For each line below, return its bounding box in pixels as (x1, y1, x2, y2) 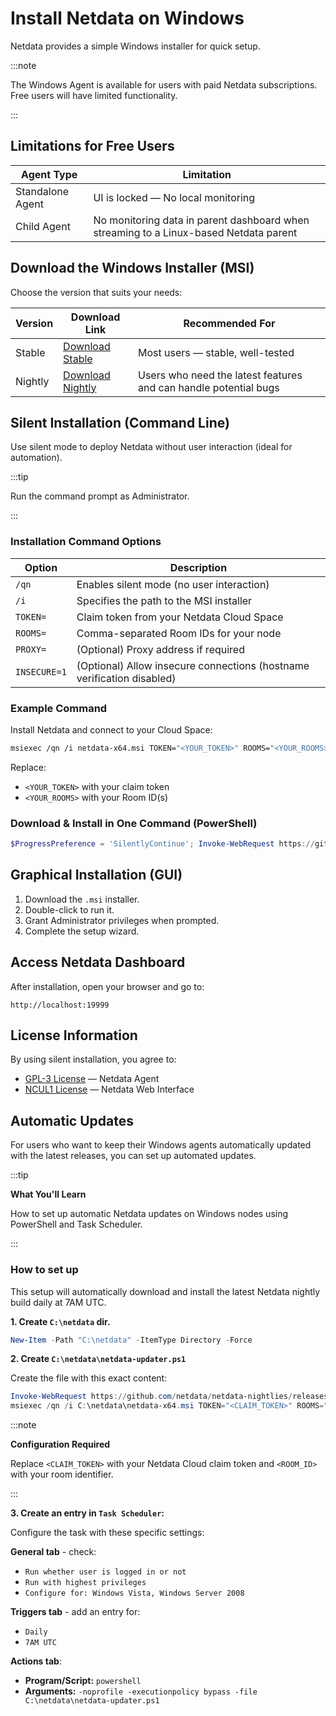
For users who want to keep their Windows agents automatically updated (10, 1139, 312, 1151)
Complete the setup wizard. (24, 925, 140, 937)
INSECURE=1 (15, 666, 67, 677)
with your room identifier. (10, 1468, 114, 1481)
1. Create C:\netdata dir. (10, 1315, 111, 1327)
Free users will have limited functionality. (10, 89, 178, 101)
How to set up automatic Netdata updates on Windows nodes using (10, 1208, 289, 1220)
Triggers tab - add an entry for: (10, 1606, 141, 1618)
